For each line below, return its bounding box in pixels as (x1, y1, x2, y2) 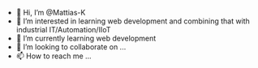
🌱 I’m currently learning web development (15, 33, 157, 43)
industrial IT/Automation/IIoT (15, 25, 111, 34)
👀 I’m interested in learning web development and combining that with (15, 16, 250, 26)
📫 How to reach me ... (15, 51, 92, 61)
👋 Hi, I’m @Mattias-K (15, 8, 86, 17)
